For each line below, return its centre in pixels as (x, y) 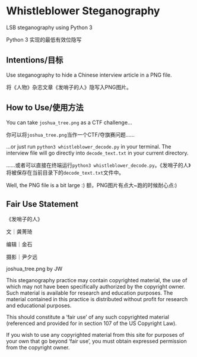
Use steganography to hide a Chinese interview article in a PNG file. (89, 75)
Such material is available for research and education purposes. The (90, 293)
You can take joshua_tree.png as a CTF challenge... (69, 122)
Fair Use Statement (42, 204)
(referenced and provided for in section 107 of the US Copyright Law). (91, 323)
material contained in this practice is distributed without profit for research (97, 299)
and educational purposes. (39, 306)
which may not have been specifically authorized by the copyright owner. (96, 287)
